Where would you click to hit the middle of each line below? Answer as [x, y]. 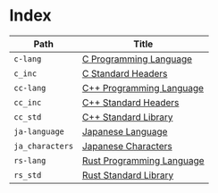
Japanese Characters [127, 146]
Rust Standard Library [128, 175]
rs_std [28, 175]
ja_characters [44, 146]
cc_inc [28, 102]
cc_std [28, 117]
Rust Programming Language [143, 160]
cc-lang [30, 88]
